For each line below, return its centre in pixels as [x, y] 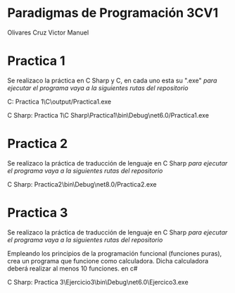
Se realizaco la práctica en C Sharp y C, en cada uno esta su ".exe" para [112, 80]
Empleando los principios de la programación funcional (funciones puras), [115, 253]
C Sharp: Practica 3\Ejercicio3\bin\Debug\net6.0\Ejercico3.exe [98, 282]
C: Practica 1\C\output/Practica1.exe [59, 101]
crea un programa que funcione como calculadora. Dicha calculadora [108, 261]
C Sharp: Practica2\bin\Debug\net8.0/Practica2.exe [82, 184]
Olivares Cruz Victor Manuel [48, 32]
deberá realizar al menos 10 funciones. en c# [72, 268]
